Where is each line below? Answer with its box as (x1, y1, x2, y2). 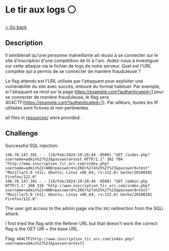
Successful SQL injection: (5, 142, 59, 149)
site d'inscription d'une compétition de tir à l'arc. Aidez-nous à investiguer (5, 57, 159, 64)
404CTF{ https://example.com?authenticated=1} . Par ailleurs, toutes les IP (5, 99, 158, 105)
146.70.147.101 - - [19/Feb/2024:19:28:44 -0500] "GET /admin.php (5, 178, 148, 184)
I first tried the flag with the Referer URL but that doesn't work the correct (5, 220, 158, 226)
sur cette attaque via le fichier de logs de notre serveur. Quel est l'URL (5, 62, 151, 69)
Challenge (5, 129, 38, 138)
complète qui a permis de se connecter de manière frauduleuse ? (5, 68, 141, 74)
